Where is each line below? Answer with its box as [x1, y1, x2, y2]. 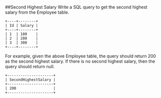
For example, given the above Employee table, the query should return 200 [5, 53, 156, 59]
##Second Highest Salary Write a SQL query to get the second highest [5, 4, 148, 10]
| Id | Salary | [5, 23, 38, 28]
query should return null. [5, 64, 55, 69]
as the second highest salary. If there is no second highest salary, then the [5, 58, 155, 64]
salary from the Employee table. [5, 9, 69, 15]
